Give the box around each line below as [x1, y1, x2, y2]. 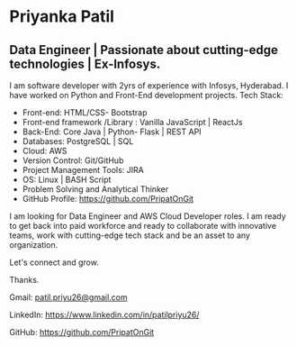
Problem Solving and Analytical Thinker [22, 184, 169, 195]
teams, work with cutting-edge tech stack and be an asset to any [9, 230, 250, 241]
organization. [9, 240, 58, 250]
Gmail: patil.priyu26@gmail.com [9, 292, 128, 303]
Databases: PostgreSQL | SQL [22, 136, 134, 146]
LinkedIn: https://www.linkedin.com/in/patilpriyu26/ [9, 309, 200, 320]
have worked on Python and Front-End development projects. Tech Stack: [9, 90, 283, 100]
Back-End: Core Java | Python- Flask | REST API [22, 126, 202, 137]
